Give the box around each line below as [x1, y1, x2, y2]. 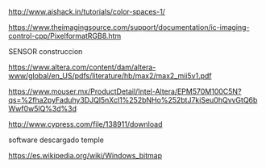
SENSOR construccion [8, 47, 83, 56]
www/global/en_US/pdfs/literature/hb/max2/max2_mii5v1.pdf [8, 71, 212, 80]
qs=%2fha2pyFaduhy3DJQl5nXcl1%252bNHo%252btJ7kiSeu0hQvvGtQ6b [8, 95, 258, 104]
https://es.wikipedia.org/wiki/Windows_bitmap [8, 151, 163, 160]
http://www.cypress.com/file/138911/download [8, 120, 163, 128]
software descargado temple [8, 135, 105, 145]
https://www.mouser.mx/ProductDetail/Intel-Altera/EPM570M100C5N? [8, 86, 242, 96]
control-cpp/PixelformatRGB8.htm [8, 31, 122, 40]
